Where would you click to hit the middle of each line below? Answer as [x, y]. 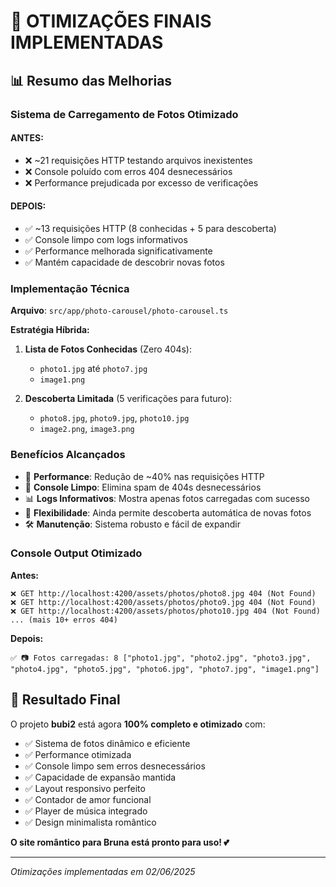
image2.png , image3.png [87, 429]
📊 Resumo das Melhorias [91, 80]
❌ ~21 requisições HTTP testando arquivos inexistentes [138, 160]
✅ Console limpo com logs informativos [106, 239]
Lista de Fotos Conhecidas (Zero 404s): [108, 349]
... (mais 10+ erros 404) [64, 620]
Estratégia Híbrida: [50, 330]
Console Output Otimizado [76, 553]
